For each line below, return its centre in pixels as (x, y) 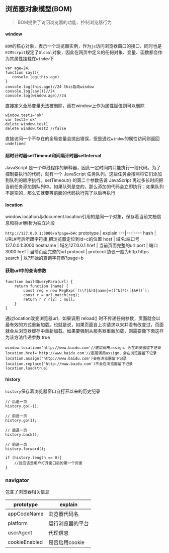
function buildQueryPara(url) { (39, 282)
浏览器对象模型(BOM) (39, 9)
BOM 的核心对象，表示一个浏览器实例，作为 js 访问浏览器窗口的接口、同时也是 (83, 46)
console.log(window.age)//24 (36, 96)
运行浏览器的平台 (69, 524)
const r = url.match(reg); (52, 295)
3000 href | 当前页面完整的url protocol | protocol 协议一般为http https (77, 252)
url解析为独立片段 (37, 223)
